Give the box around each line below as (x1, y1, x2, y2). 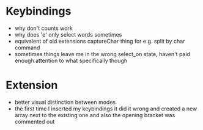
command (14, 44, 40, 51)
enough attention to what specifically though (14, 57, 128, 64)
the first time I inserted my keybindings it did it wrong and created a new (14, 105, 197, 112)
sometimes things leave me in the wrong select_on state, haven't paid (14, 50, 191, 57)
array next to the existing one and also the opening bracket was (14, 111, 175, 118)
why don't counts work (14, 24, 73, 32)
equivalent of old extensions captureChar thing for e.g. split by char (14, 37, 185, 45)
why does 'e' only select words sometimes (14, 31, 122, 38)
